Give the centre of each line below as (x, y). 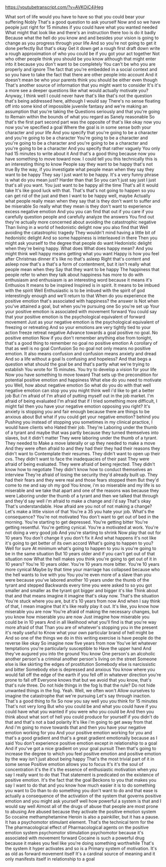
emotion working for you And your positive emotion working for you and (79, 732)
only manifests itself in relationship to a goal (50, 859)
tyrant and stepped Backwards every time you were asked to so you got (79, 585)
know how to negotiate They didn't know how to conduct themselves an (79, 469)
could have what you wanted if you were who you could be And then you (80, 711)
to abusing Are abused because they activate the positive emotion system (81, 812)
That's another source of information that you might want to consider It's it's (83, 85)
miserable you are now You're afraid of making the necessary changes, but (82, 612)
